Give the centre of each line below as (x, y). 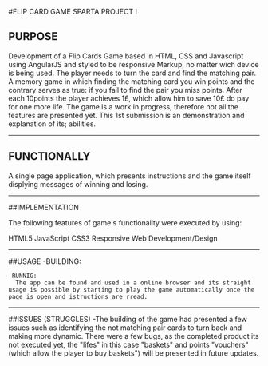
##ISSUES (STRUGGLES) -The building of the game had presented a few (128, 319)
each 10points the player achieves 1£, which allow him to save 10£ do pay (129, 98)
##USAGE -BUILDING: (45, 261)
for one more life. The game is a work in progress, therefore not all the (124, 106)
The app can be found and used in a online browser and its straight (133, 283)
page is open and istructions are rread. (78, 296)
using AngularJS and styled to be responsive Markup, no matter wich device (134, 64)
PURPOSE (33, 36)
